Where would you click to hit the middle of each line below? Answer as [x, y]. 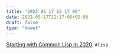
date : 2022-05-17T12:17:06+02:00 [47, 17]
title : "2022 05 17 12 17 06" [43, 11]
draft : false [22, 22]
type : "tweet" [24, 28]
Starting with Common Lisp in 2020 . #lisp [57, 45]
